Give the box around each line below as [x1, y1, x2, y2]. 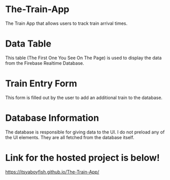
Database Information [5, 112, 99, 123]
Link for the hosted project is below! [5, 152, 160, 163]
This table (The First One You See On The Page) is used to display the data [5, 55, 162, 61]
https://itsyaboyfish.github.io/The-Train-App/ [5, 168, 99, 175]
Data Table [5, 38, 52, 50]
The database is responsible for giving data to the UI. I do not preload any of [5, 129, 165, 135]
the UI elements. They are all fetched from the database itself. [5, 134, 134, 140]
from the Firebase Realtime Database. [5, 60, 85, 66]
